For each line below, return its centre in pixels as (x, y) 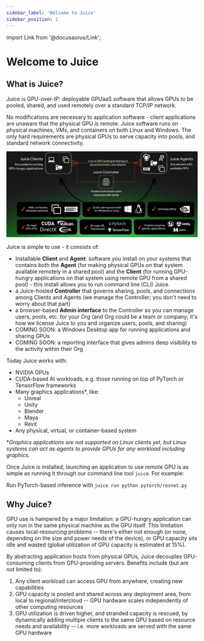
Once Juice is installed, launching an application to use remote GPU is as (97, 467)
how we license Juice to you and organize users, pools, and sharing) (101, 323)
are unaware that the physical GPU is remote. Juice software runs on (92, 123)
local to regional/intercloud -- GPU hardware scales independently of (101, 600)
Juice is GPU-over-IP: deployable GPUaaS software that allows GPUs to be (100, 99)
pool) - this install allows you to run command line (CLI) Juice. (92, 285)
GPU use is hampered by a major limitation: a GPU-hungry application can (99, 519)
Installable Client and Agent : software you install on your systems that (103, 259)
